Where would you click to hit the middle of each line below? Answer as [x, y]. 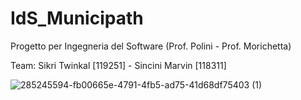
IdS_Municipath [77, 18]
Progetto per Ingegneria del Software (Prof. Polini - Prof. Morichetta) [151, 46]
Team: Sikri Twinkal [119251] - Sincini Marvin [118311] [118, 65]
